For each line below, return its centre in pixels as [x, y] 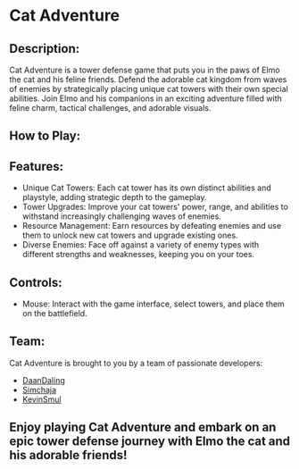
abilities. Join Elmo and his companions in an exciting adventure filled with [146, 98]
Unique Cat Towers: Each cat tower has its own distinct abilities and [146, 188]
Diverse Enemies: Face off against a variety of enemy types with [141, 245]
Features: [37, 166]
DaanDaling [43, 380]
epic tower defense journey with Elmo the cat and [150, 442]
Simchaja [39, 389]
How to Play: [45, 136]
